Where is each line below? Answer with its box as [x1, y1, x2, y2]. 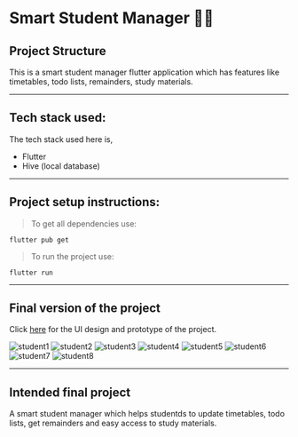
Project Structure [9, 44, 106, 59]
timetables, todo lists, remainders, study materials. [9, 76, 193, 87]
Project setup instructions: [9, 195, 161, 210]
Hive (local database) [21, 160, 100, 171]
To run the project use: [30, 250, 114, 261]
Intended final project [9, 385, 131, 400]
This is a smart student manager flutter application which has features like [9, 67, 280, 77]
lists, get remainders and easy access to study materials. [9, 417, 217, 429]
